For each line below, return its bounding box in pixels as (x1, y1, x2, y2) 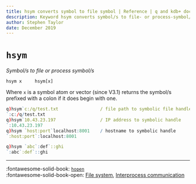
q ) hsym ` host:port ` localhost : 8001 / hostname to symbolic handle (6, 128, 176, 134)
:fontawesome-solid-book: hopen (6, 165, 85, 172)
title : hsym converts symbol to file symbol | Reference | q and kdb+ (6, 8, 181, 15)
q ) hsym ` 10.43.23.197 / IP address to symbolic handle (6, 117, 181, 123)
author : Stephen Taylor (6, 19, 64, 25)
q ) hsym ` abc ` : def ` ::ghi (6, 144, 64, 150)
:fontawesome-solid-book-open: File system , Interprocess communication (6, 172, 185, 179)
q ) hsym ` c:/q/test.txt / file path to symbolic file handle (6, 106, 192, 112)
